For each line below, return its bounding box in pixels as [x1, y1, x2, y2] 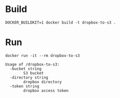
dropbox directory [23, 79, 62, 84]
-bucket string [10, 66, 42, 71]
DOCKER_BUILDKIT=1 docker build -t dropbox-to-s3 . [5, 20, 116, 25]
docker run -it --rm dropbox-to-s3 [5, 53, 80, 58]
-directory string [10, 75, 49, 80]
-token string [10, 83, 39, 88]
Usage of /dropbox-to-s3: [5, 61, 59, 67]
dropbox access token [23, 88, 69, 93]
